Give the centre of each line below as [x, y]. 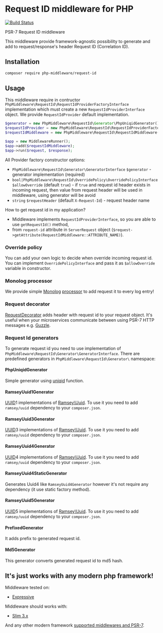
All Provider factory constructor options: [45, 160]
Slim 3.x [20, 616]
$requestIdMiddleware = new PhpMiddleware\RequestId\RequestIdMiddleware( [82, 133]
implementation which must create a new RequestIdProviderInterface [75, 109]
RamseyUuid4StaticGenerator [36, 473]
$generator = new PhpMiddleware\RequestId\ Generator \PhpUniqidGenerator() [82, 124]
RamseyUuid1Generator [30, 392]
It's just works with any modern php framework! [79, 576]
